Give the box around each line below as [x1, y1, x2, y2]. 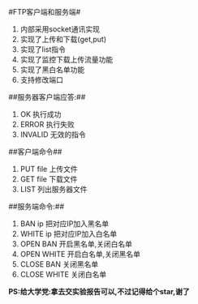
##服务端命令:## [8, 202, 65, 211]
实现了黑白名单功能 [19, 65, 85, 75]
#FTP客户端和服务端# [8, 7, 81, 16]
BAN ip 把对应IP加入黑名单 [19, 219, 110, 229]
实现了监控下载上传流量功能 [19, 55, 114, 64]
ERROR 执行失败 [19, 120, 75, 129]
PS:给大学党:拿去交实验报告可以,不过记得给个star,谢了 [8, 287, 190, 296]
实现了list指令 [19, 45, 67, 54]
